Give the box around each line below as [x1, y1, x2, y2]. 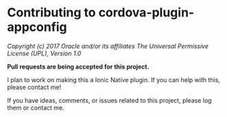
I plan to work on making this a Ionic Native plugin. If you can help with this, [7, 75, 221, 83]
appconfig [7, 19, 67, 35]
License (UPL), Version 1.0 [7, 49, 82, 57]
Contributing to [7, 5, 96, 21]
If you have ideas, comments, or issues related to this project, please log [7, 96, 212, 104]
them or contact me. [7, 103, 64, 112]
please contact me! [7, 83, 62, 91]
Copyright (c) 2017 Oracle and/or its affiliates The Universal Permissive [7, 42, 209, 50]
